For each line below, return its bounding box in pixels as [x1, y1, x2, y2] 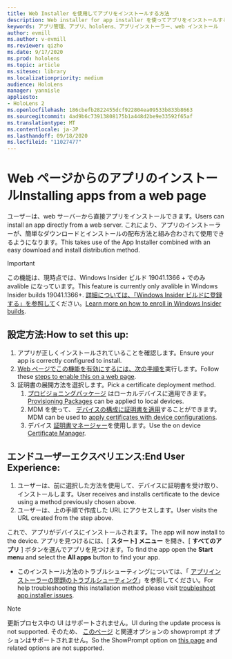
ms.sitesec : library [7, 68, 67, 75]
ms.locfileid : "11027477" [7, 139, 81, 146]
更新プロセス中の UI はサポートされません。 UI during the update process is [7, 618, 221, 626]
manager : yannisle [7, 87, 60, 94]
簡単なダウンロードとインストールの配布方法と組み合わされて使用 [25, 230, 213, 238]
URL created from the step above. [17, 513, 114, 522]
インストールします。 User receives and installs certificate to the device [17, 490, 220, 498]
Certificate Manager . [27, 429, 86, 437]
